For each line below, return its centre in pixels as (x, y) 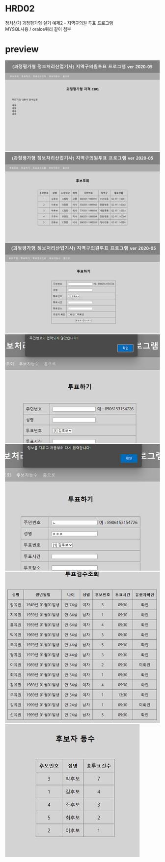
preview (22, 49)
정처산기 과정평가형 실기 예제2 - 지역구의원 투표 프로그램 (59, 23)
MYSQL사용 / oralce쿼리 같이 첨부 (38, 29)
